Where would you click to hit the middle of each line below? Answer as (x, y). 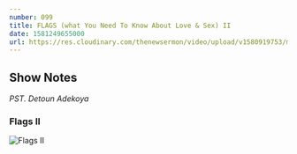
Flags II (25, 121)
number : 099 (31, 17)
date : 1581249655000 (47, 33)
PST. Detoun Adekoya (49, 99)
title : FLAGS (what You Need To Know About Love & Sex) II (120, 26)
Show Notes (43, 77)
